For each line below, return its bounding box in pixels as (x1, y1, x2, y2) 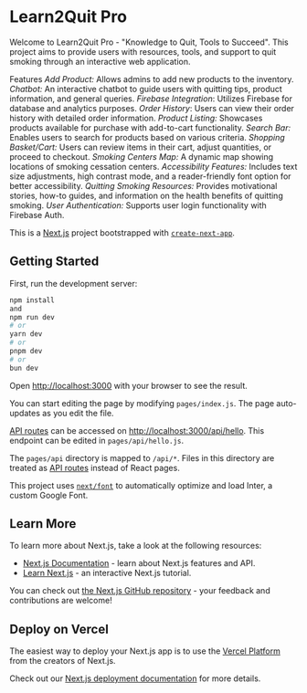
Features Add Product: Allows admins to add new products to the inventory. (9, 73, 294, 84)
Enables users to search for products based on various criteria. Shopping (9, 131, 285, 142)
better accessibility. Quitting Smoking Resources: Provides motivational (9, 180, 278, 191)
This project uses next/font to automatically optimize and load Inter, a (9, 479, 273, 490)
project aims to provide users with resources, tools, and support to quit (9, 46, 277, 57)
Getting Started (9, 254, 100, 269)
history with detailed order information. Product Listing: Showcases (9, 112, 263, 123)
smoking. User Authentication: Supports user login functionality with (9, 199, 267, 211)
